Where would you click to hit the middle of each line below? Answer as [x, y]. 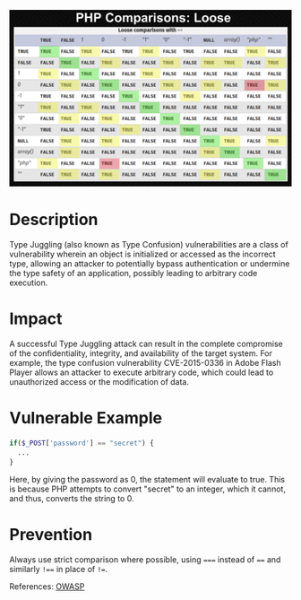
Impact [36, 319]
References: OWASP [47, 586]
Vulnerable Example [86, 418]
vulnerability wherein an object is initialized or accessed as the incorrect [142, 254]
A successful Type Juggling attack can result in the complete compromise [146, 344]
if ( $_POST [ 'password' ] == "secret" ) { [82, 443]
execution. [29, 283]
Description [54, 220]
